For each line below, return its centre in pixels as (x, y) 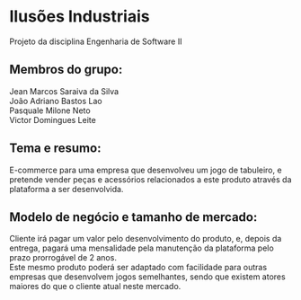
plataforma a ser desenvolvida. (66, 189)
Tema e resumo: (55, 149)
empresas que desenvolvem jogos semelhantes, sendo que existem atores (147, 277)
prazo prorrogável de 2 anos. (63, 258)
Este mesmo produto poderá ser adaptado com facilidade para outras (138, 268)
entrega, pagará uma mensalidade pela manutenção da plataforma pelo (142, 248)
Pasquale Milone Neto (50, 110)
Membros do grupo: (66, 70)
